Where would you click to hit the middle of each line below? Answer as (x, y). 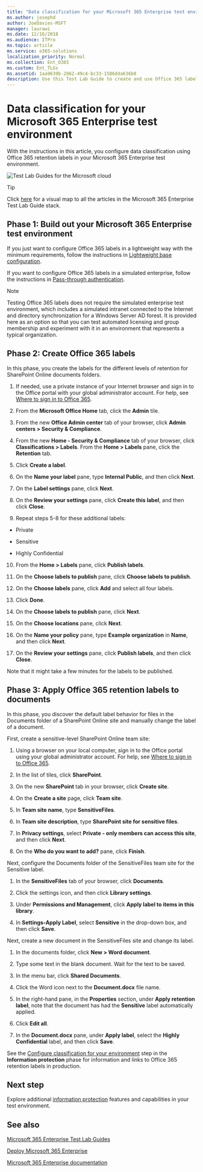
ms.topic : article (30, 46)
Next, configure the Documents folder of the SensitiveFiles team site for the (101, 863)
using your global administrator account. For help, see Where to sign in (104, 757)
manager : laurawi (29, 29)
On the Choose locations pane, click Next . (69, 623)
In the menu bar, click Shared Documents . (68, 975)
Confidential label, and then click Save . (65, 1041)
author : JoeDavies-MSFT (37, 23)
